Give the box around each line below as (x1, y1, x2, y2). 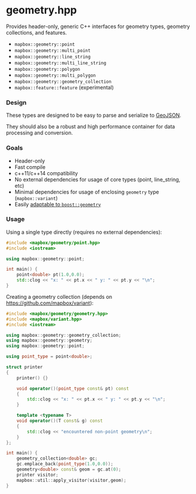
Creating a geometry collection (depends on (6, 293, 113, 300)
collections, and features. (6, 29, 67, 36)
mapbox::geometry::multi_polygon (14, 72, 96, 78)
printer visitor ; (16, 472, 59, 478)
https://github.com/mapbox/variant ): (6, 299, 94, 306)
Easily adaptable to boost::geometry (14, 201, 101, 208)
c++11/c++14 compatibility (14, 170, 78, 177)
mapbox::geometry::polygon (14, 66, 80, 72)
